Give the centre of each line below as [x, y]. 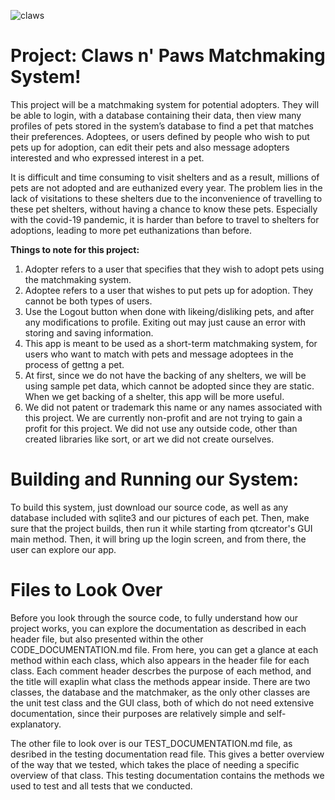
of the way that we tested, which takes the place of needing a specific [155, 764]
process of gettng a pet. [74, 364]
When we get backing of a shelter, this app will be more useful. [154, 396]
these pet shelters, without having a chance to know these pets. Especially [164, 209]
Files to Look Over [86, 590]
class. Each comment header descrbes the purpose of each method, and [161, 671]
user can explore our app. [63, 549]
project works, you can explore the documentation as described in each [158, 628]
